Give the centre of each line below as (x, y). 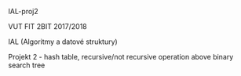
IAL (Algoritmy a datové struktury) (63, 42)
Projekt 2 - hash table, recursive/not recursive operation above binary (121, 57)
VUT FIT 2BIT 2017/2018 (48, 26)
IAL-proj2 (23, 11)
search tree (27, 65)
